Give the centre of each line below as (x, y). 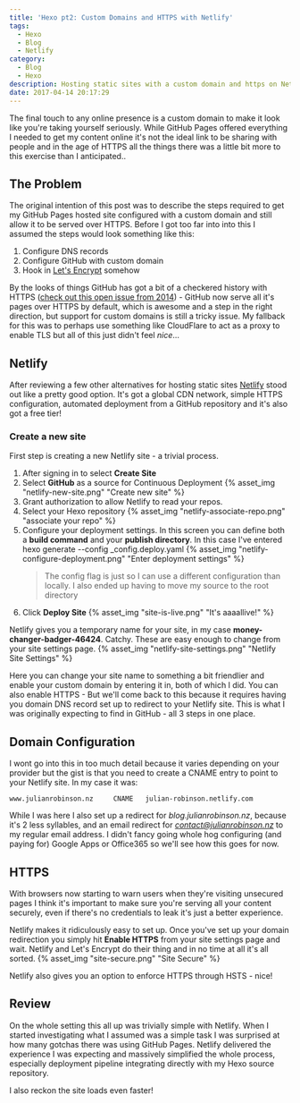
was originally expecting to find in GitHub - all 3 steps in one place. (133, 714)
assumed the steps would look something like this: (102, 234)
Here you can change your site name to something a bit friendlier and (137, 675)
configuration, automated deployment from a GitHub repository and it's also (149, 404)
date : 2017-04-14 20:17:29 (59, 92)
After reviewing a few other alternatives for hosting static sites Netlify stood (148, 385)
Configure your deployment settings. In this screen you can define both (154, 530)
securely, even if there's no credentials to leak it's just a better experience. (146, 912)
